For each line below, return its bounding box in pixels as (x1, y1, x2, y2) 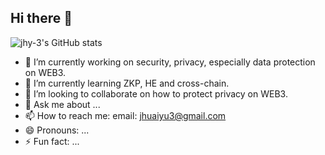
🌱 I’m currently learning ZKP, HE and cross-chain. (24, 77, 230, 89)
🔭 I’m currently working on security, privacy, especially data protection (24, 56, 316, 68)
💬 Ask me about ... (24, 98, 101, 110)
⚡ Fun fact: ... (24, 135, 80, 147)
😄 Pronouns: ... (24, 124, 90, 136)
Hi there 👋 (10, 10, 73, 27)
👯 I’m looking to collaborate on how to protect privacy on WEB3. (24, 87, 288, 100)
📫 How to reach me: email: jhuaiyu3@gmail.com (24, 109, 227, 121)
